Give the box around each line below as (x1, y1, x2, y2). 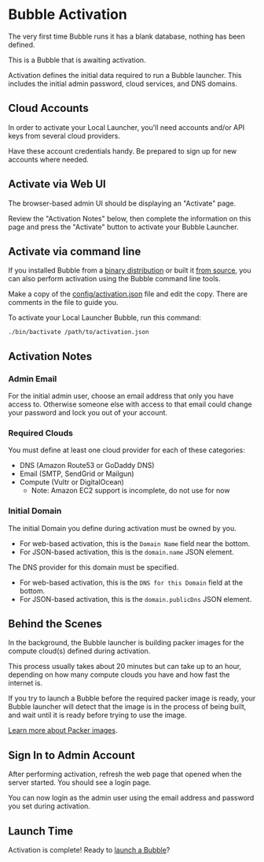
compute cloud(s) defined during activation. (8, 646, 151, 656)
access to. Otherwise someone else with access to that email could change (8, 399, 253, 409)
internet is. (8, 678, 43, 688)
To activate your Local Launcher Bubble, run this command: (8, 313, 202, 322)
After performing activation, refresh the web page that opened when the (8, 770, 242, 779)
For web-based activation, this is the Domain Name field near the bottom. (19, 538, 251, 548)
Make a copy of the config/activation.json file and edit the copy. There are (8, 289, 248, 299)
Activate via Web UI (8, 177, 106, 191)
